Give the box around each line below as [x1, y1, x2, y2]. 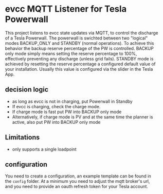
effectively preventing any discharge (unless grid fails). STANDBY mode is [5, 56, 154, 61]
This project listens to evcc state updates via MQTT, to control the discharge [5, 30, 158, 36]
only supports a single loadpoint [12, 146, 77, 152]
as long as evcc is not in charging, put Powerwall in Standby [12, 98, 133, 104]
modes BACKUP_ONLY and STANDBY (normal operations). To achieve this [5, 40, 154, 46]
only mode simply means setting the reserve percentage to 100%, [5, 50, 137, 57]
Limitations [5, 133, 40, 142]
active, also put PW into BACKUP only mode [12, 119, 101, 125]
